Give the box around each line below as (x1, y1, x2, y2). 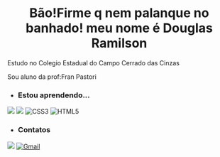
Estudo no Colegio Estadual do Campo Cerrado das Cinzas (7, 58, 180, 67)
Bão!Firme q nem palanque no (29, 5, 209, 21)
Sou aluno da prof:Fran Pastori (7, 72, 97, 81)
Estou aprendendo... (17, 90, 90, 100)
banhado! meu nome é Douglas (26, 20, 213, 36)
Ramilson (91, 36, 148, 51)
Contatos (17, 125, 51, 135)
